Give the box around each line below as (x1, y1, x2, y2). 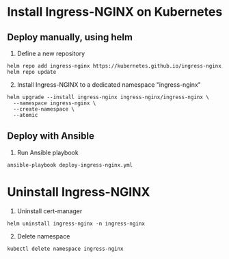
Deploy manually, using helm (7, 31, 133, 43)
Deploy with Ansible (7, 131, 94, 142)
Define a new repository (16, 49, 85, 57)
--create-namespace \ (13, 106, 75, 113)
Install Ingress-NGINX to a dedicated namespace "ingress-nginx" (16, 81, 202, 89)
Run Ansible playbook (16, 148, 79, 156)
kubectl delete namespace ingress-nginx (7, 245, 124, 252)
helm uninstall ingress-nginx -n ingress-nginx (7, 220, 146, 227)
